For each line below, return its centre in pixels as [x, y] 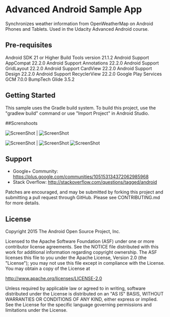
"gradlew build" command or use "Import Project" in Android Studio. [77, 113]
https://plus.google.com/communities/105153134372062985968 [81, 177]
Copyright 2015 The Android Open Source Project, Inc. [63, 231]
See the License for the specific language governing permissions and [79, 305]
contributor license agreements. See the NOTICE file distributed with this [82, 247]
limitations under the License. [36, 310]
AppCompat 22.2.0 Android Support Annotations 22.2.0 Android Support [82, 63]
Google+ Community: [35, 171]
